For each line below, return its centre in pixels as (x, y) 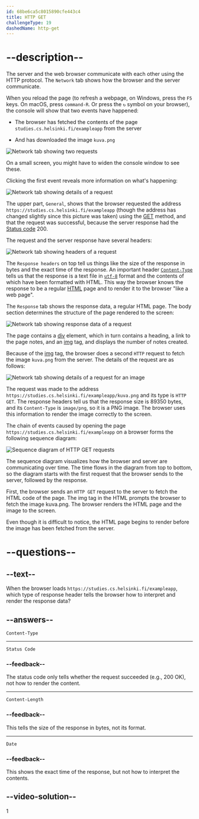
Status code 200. (27, 229)
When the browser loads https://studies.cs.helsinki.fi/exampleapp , (92, 588)
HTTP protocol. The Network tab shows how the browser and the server (93, 80)
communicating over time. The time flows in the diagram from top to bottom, (99, 468)
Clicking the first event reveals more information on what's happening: (92, 181)
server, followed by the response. (47, 480)
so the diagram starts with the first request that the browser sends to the (95, 474)
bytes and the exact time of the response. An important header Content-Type (99, 270)
